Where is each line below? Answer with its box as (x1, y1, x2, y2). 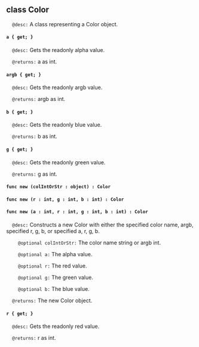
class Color (6, 5, 50, 15)
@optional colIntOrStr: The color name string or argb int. (17, 239, 161, 247)
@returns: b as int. (11, 133, 58, 140)
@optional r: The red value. (17, 262, 87, 269)
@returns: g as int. (11, 170, 58, 177)
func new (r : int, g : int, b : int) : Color (6, 196, 124, 202)
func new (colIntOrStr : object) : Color (6, 184, 111, 190)
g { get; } (6, 146, 33, 153)
